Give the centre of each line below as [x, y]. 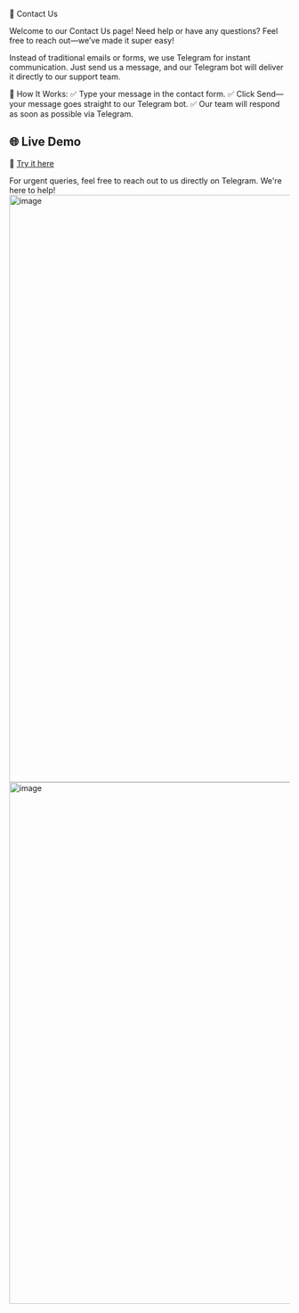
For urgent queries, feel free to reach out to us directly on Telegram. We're [145, 180]
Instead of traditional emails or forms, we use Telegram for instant [130, 57]
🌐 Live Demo [45, 142]
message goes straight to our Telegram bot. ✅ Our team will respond [154, 104]
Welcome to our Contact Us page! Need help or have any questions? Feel [144, 31]
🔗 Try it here [32, 163]
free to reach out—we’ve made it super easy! [92, 41]
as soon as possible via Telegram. [71, 114]
